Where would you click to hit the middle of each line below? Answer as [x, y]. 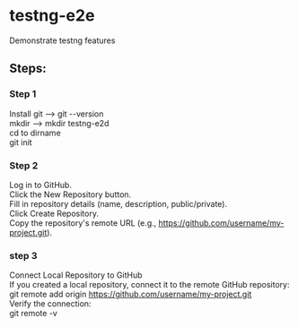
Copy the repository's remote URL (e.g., [83, 223]
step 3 [23, 255]
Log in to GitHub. [40, 185]
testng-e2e [52, 16]
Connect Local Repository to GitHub [76, 275]
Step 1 [23, 94]
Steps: [28, 69]
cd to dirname [35, 133]
